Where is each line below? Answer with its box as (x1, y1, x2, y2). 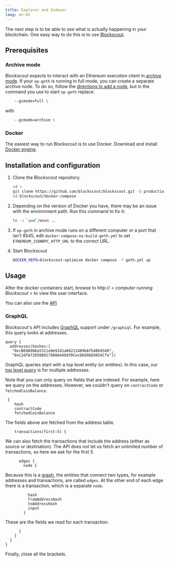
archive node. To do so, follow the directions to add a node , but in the (5, 83, 150, 90)
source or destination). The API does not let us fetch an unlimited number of (5, 443, 163, 449)
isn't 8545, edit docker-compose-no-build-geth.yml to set (12, 232, 131, 238)
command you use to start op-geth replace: (5, 89, 95, 95)
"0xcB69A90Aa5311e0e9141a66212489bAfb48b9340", (12, 348, 114, 353)
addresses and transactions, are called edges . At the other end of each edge (5, 477, 163, 483)
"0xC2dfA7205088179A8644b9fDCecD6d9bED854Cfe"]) (12, 353, 116, 358)
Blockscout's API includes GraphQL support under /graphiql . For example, (5, 324, 161, 330)
